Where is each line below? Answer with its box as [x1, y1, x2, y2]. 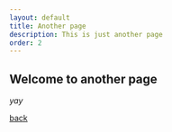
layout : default [9, 13, 70, 22]
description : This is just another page [9, 30, 164, 39]
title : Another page [9, 22, 87, 31]
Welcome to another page [9, 71, 158, 86]
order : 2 [9, 38, 42, 48]
